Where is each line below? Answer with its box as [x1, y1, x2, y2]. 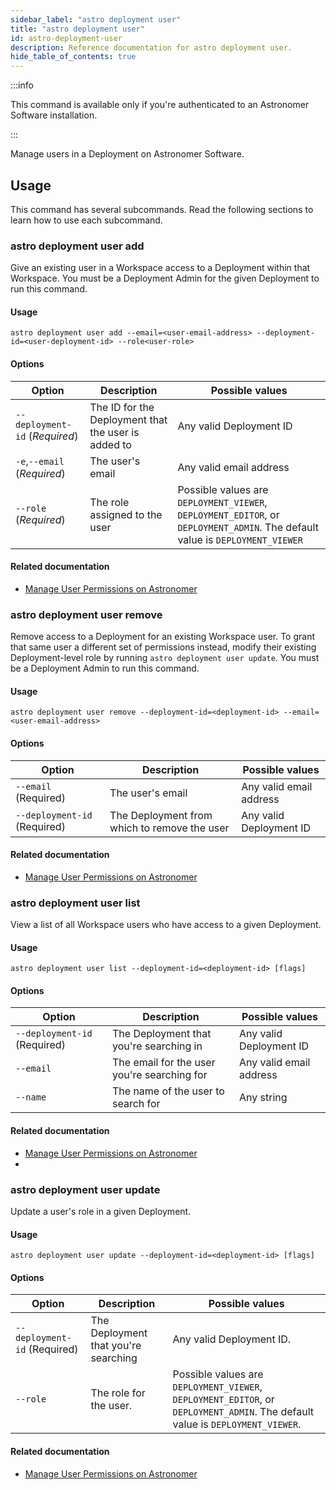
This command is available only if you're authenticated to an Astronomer [10, 99, 310, 111]
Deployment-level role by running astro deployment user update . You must [10, 652, 320, 664]
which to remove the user [109, 821, 230, 835]
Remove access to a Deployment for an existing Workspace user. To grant [10, 631, 316, 643]
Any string [239, 1091, 288, 1105]
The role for [90, 1386, 146, 1400]
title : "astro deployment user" [10, 24, 145, 34]
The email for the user [111, 1056, 216, 1070]
